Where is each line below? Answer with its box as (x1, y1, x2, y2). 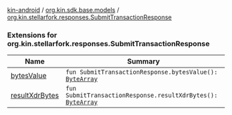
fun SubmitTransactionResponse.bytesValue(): (65, 68, 218, 76)
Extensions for (7, 30, 57, 40)
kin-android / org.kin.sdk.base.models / (7, 6, 119, 14)
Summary (127, 56, 160, 66)
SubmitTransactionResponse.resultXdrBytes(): (65, 92, 218, 99)
